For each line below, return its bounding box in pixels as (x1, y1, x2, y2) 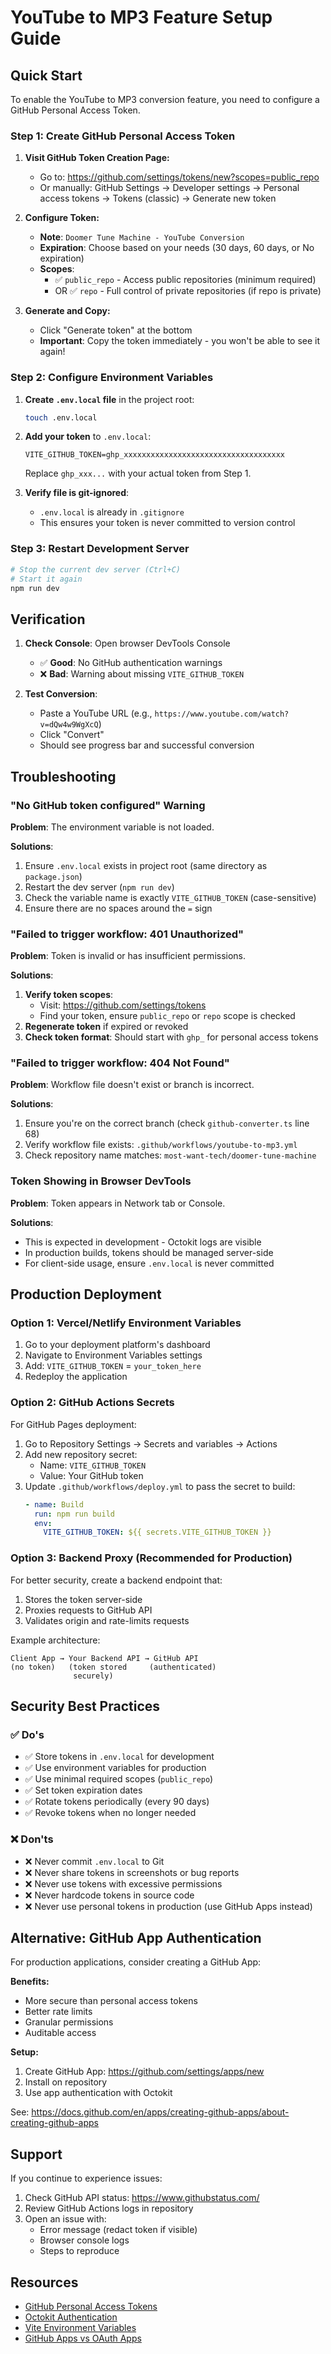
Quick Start (10, 67, 83, 84)
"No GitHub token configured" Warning (10, 798, 206, 812)
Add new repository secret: (24, 1448, 138, 1460)
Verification (10, 611, 86, 628)
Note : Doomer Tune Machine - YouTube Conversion (39, 231, 245, 243)
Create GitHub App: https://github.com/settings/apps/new (24, 2066, 265, 2078)
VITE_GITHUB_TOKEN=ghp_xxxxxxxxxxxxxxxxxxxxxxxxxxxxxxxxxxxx (24, 450, 286, 460)
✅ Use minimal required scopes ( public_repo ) (24, 1773, 214, 1785)
